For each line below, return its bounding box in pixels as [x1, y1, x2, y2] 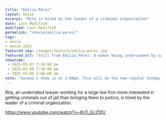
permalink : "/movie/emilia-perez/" [5, 30, 79, 35]
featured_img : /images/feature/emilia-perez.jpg [5, 48, 107, 53]
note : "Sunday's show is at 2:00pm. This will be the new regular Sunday [5, 76, 161, 81]
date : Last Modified [5, 21, 48, 26]
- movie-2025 [5, 44, 32, 49]
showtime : [5, 58, 26, 62]
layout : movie [5, 12, 35, 17]
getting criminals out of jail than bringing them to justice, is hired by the [5, 94, 150, 100]
